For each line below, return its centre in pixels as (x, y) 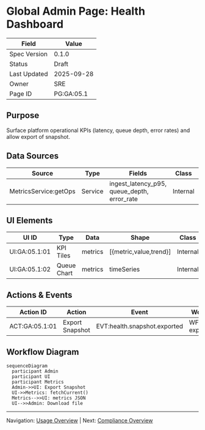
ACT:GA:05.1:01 (33, 327)
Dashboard (35, 24)
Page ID (21, 94)
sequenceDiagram (27, 366)
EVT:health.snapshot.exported (140, 327)
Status (19, 64)
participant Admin (35, 371)
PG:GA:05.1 (71, 94)
